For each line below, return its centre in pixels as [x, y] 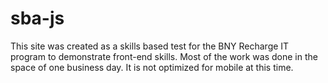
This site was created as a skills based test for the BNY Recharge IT [150, 46]
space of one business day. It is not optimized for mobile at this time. [152, 67]
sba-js [37, 18]
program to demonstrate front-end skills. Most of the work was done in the [164, 56]
